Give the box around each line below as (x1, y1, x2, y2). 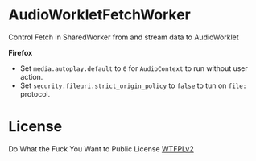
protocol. (19, 89, 51, 98)
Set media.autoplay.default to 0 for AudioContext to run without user (19, 63, 248, 73)
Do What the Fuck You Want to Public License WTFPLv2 (8, 143, 195, 154)
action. (19, 72, 43, 81)
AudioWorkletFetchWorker (8, 6, 191, 24)
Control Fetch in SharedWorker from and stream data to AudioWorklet (8, 32, 239, 42)
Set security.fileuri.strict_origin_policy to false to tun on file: (19, 80, 247, 90)
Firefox (8, 47, 33, 57)
